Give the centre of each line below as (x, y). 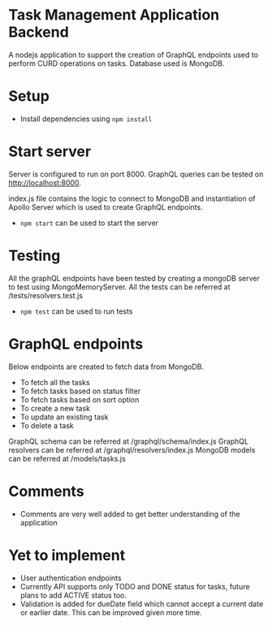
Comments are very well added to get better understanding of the (130, 514)
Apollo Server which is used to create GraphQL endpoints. (106, 207)
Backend (39, 32)
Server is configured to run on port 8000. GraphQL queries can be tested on (136, 174)
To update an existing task (64, 417)
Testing (35, 256)
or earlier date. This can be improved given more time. (111, 612)
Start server (50, 152)
